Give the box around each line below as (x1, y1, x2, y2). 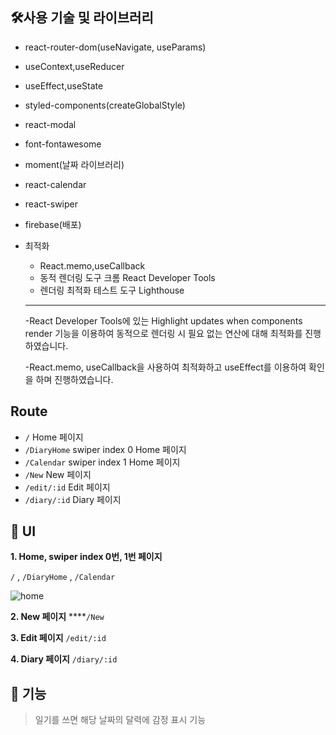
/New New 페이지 (24, 468, 92, 480)
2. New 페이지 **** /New (10, 611, 105, 623)
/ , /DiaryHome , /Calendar (10, 571, 116, 583)
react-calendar (24, 178, 87, 190)
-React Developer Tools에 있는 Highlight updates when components (24, 314, 303, 327)
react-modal (24, 118, 77, 130)
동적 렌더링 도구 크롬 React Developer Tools (39, 271, 216, 283)
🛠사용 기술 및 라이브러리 (10, 9, 154, 27)
